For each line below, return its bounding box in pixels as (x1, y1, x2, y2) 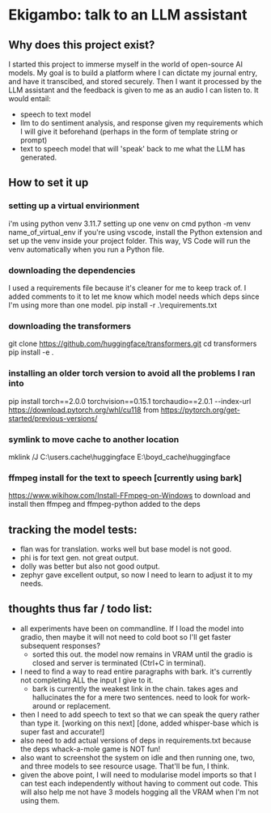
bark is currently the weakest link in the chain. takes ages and (32, 683, 239, 693)
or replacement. (57, 700, 112, 710)
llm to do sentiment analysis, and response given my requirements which (19, 118, 264, 127)
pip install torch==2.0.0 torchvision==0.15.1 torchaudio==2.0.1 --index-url (8, 396, 252, 406)
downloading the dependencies (8, 265, 136, 276)
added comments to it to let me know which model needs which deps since (8, 292, 260, 301)
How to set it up (8, 176, 89, 189)
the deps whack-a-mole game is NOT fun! (19, 743, 161, 754)
